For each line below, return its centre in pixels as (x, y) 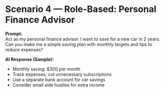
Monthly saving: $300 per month (46, 69)
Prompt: (14, 33)
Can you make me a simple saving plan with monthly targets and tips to (79, 44)
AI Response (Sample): (30, 59)
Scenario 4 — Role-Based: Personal (81, 9)
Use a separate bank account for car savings (59, 79)
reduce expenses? (24, 49)
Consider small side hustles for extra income (58, 85)
